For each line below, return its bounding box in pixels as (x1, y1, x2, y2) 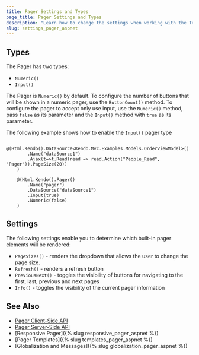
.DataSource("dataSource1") (27, 188, 97, 194)
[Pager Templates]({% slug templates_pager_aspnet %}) (14, 336, 153, 343)
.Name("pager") (27, 182, 65, 188)
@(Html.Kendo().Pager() (17, 177, 76, 183)
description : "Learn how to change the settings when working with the (6, 20, 187, 26)
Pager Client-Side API (14, 317, 68, 324)
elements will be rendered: (6, 241, 71, 248)
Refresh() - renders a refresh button (14, 265, 104, 272)
